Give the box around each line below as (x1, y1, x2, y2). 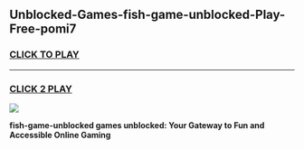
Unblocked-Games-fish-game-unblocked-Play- (9, 7, 286, 23)
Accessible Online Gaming (9, 129, 111, 140)
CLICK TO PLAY (9, 49, 80, 61)
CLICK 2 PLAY (9, 82, 72, 95)
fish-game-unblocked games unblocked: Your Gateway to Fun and (9, 119, 265, 130)
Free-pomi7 (9, 22, 77, 37)
